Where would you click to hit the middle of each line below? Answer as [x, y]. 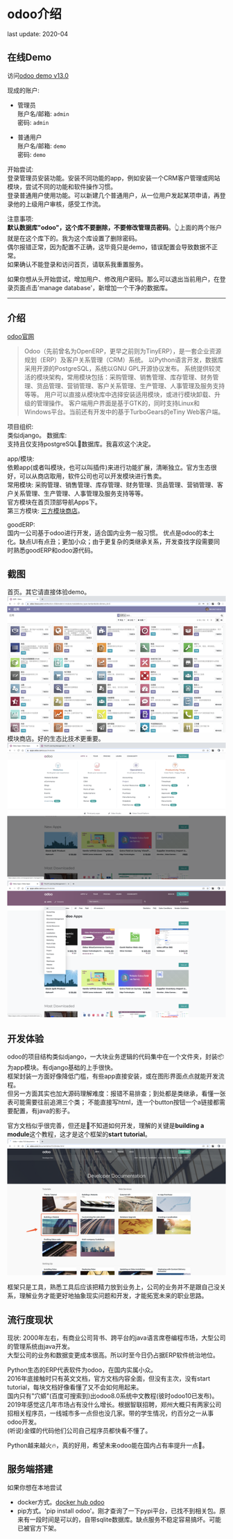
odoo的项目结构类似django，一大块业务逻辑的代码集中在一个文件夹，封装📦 [116, 1057]
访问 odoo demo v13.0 [38, 75]
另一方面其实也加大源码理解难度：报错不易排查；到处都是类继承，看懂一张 [119, 1093]
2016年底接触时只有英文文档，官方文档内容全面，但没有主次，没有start [109, 1378]
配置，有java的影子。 [43, 1111]
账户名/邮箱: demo [42, 146]
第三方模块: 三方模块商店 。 [45, 510]
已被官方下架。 [38, 1528]
